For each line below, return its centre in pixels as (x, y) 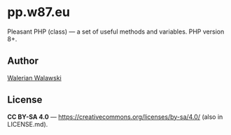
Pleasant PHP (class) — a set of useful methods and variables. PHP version (116, 31)
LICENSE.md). (28, 124)
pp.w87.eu (38, 12)
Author (23, 61)
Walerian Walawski (34, 78)
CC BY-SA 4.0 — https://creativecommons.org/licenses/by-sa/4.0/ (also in (115, 117)
